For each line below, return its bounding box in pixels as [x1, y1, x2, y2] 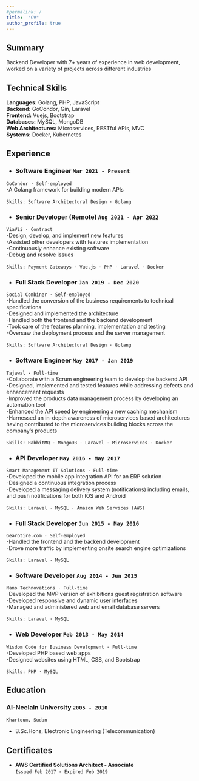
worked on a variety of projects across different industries [6, 65, 152, 73]
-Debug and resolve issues [6, 251, 74, 258]
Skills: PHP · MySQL [6, 668, 59, 675]
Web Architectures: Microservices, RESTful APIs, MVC [6, 125, 144, 132]
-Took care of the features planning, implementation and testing [6, 323, 166, 330]
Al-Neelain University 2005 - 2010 [6, 703, 108, 712]
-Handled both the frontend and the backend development [6, 317, 153, 324]
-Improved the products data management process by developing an [6, 395, 179, 402]
